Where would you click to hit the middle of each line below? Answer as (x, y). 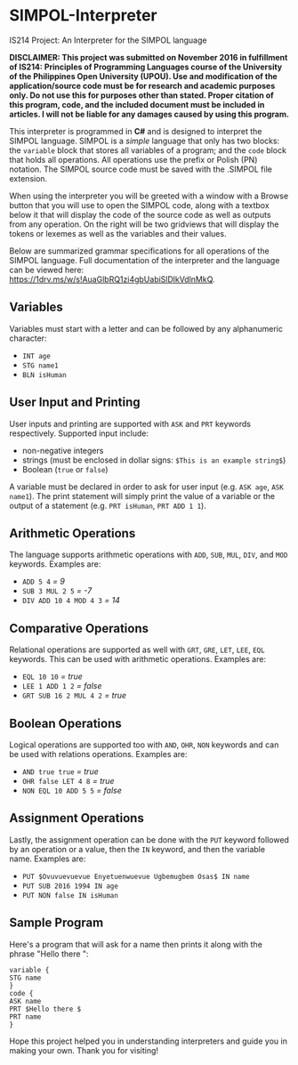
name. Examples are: (48, 859)
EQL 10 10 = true (52, 676)
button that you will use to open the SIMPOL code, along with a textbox (139, 205)
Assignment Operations (77, 818)
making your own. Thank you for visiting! (84, 1050)
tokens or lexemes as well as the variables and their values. (118, 233)
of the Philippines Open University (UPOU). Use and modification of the (143, 76)
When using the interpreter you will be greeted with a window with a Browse (149, 196)
